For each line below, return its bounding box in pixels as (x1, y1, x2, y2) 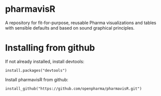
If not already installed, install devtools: (5, 58, 85, 64)
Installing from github (5, 42, 95, 54)
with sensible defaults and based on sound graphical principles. (5, 25, 135, 31)
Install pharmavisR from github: (5, 76, 68, 82)
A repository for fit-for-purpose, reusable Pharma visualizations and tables (5, 20, 157, 26)
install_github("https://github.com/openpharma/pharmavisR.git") (5, 86, 142, 91)
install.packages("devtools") (5, 68, 67, 73)
